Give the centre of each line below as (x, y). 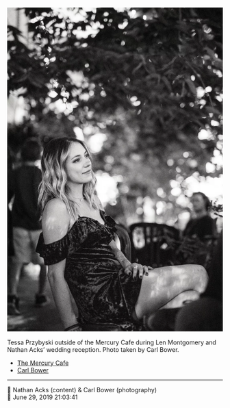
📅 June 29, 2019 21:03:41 (42, 397)
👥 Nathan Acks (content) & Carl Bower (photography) (82, 390)
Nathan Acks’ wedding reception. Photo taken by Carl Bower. (93, 349)
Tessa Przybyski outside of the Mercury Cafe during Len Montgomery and (112, 342)
